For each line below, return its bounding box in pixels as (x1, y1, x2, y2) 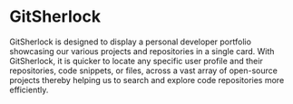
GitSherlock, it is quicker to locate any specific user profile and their (9, 55, 263, 66)
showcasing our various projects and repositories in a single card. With (9, 45, 275, 56)
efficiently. (9, 84, 49, 95)
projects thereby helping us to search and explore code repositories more (9, 74, 285, 85)
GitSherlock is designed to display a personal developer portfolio (9, 36, 252, 47)
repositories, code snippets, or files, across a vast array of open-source (9, 65, 278, 76)
